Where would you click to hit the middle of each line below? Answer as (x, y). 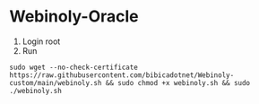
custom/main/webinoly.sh (56, 82)
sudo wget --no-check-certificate (74, 67)
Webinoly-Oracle (74, 17)
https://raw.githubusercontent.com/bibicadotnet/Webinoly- (122, 75)
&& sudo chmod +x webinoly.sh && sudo (178, 82)
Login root (41, 41)
